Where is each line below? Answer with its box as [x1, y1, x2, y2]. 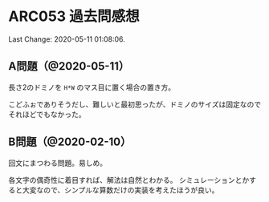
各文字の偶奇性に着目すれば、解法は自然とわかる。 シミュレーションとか [8, 175, 250, 184]
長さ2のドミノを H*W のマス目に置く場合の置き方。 [8, 82, 175, 92]
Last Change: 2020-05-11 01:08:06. [8, 34, 126, 44]
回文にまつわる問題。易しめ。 [8, 158, 107, 168]
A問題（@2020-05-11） [8, 59, 130, 73]
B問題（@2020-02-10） [8, 135, 132, 149]
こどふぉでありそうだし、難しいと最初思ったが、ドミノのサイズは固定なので [8, 99, 262, 109]
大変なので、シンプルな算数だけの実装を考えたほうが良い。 [22, 185, 219, 195]
